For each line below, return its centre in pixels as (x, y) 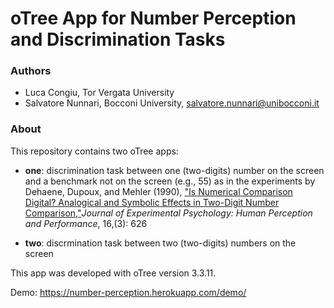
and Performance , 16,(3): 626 (86, 223)
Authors (31, 71)
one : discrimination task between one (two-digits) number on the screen (174, 170)
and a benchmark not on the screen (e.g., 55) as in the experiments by (170, 181)
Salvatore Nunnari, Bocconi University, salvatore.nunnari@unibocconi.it (172, 103)
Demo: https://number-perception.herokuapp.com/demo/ (128, 292)
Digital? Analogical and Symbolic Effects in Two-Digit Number (152, 202)
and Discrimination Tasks (118, 39)
